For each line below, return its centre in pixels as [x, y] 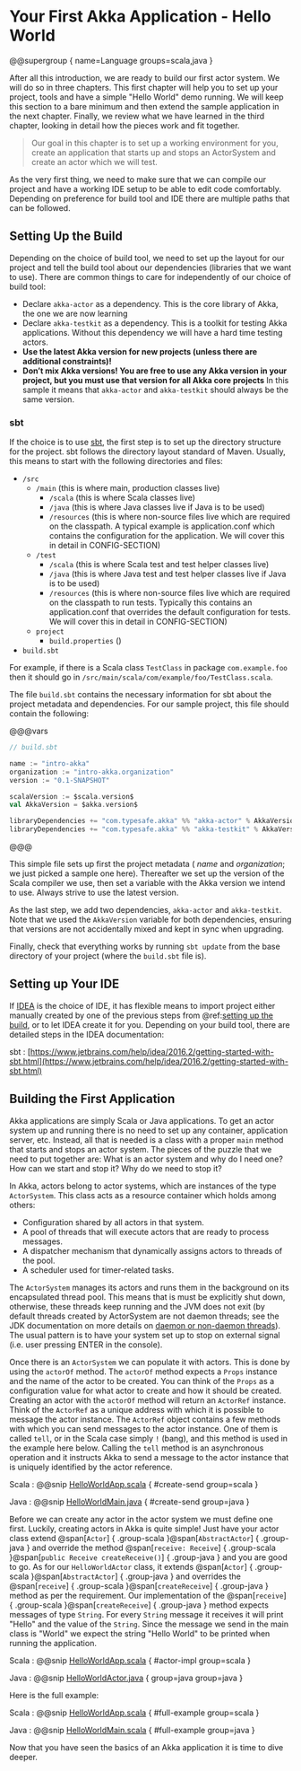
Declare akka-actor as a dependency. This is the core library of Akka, [150, 303]
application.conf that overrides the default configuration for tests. [170, 612]
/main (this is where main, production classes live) [128, 488]
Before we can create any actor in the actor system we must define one [141, 1519]
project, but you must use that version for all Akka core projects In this [155, 380]
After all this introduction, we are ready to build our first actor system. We [145, 77]
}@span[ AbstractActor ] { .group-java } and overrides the [136, 1576]
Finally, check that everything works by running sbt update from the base [145, 947]
